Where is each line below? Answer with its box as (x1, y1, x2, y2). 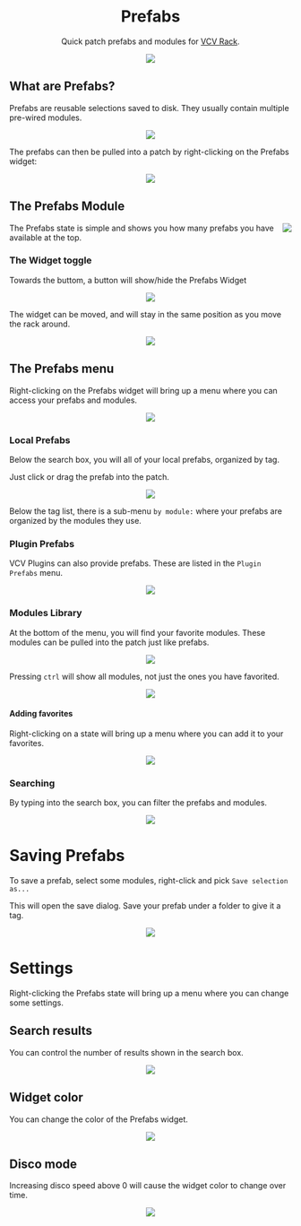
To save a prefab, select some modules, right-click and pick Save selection (9, 875, 288, 885)
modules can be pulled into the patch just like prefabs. (9, 637, 210, 648)
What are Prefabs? (9, 79, 116, 94)
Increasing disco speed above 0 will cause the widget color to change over (9, 1180, 287, 1191)
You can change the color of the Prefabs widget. (9, 1114, 188, 1125)
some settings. (9, 997, 64, 1008)
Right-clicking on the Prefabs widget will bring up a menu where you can (9, 385, 278, 396)
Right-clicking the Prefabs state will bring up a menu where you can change (9, 987, 289, 998)
